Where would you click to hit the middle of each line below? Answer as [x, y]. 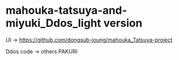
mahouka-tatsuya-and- [66, 10]
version [123, 23]
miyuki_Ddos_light [53, 23]
